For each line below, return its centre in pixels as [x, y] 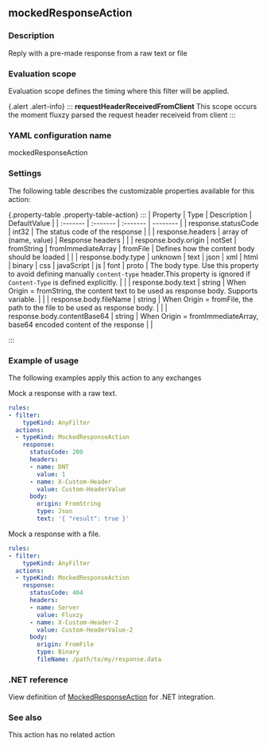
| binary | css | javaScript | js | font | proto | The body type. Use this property [133, 265]
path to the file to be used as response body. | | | [88, 307]
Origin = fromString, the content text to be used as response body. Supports [133, 290]
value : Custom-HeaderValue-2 [85, 630]
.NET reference [39, 679]
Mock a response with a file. [54, 534]
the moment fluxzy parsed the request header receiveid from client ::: [122, 115]
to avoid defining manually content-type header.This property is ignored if [129, 274]
